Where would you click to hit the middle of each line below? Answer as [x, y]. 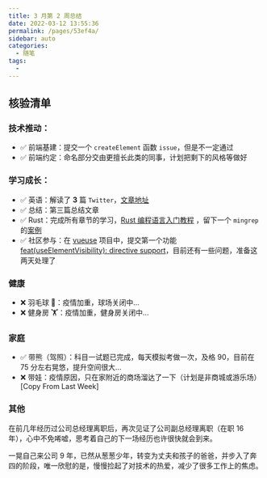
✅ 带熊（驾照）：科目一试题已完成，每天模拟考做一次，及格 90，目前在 [138, 357]
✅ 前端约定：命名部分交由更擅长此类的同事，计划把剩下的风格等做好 [133, 158]
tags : [17, 61]
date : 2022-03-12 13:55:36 [54, 23]
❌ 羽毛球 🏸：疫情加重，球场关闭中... [79, 302]
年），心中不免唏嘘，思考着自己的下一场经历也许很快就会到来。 [113, 438]
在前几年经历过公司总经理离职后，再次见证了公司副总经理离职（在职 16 [126, 428]
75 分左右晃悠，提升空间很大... [71, 367]
